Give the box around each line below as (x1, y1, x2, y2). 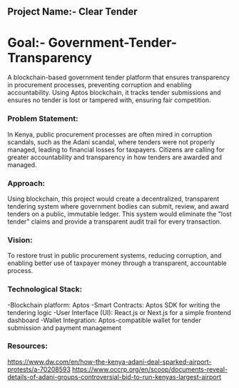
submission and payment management (7, 323, 122, 332)
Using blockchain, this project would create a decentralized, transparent (7, 194, 220, 203)
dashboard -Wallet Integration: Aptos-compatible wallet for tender (7, 316, 201, 324)
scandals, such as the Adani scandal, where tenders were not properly (7, 137, 215, 146)
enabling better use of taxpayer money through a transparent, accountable (7, 259, 227, 267)
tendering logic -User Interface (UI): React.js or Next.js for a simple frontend (7, 308, 232, 317)
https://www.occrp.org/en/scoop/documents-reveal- (72, 364, 228, 374)
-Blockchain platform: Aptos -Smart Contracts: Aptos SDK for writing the (7, 300, 221, 309)
